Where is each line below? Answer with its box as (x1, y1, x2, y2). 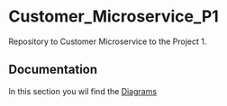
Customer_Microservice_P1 (8, 6, 220, 27)
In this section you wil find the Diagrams (8, 85, 158, 96)
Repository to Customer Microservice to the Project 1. (8, 36, 207, 47)
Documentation (8, 62, 98, 77)
